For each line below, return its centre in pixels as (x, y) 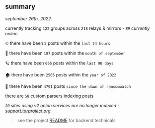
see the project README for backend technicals (66, 120)
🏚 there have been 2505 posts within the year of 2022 (61, 74)
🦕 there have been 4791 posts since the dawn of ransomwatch (68, 86)
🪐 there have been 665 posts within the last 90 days (59, 63)
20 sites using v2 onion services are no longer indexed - (62, 105)
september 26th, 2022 (28, 18)
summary (20, 7)
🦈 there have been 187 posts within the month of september (65, 53)
